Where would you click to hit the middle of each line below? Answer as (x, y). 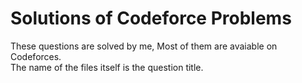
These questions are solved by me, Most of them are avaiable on (144, 46)
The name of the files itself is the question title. (107, 67)
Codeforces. (36, 56)
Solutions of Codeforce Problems (151, 18)
